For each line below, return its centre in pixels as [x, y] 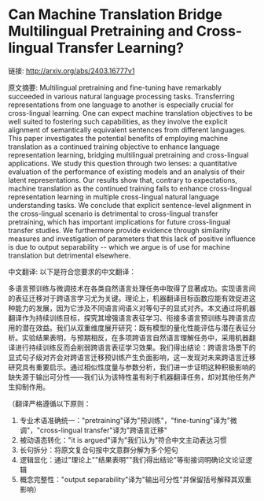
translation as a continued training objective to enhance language [114, 147]
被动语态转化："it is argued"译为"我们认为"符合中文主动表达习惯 [123, 440]
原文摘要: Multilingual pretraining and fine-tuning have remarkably [115, 87]
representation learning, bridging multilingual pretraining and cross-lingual [128, 154]
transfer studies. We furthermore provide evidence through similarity [119, 230]
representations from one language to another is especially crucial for [121, 105]
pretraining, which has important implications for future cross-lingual [119, 221]
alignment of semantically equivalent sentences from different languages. [127, 130]
